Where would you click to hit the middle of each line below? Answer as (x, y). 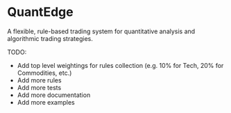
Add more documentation (54, 95)
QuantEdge (41, 12)
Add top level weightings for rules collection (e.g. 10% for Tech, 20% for (120, 65)
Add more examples (46, 102)
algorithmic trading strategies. (50, 38)
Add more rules (39, 80)
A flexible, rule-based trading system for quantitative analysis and (101, 31)
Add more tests (39, 87)
